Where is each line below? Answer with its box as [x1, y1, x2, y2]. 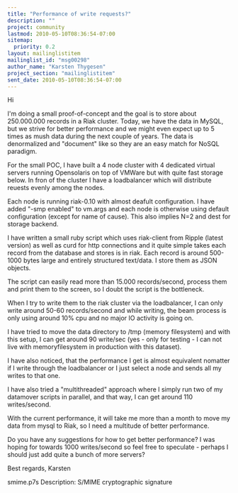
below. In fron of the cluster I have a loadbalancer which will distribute [7, 176, 212, 184]
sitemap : [7, 37, 33, 44]
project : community [7, 23, 65, 31]
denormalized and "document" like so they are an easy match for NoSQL [7, 140, 220, 148]
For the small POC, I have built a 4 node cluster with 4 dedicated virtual [7, 161, 215, 170]
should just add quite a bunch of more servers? [7, 450, 145, 459]
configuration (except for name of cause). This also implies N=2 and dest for [7, 212, 231, 221]
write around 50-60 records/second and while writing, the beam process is [7, 306, 227, 315]
